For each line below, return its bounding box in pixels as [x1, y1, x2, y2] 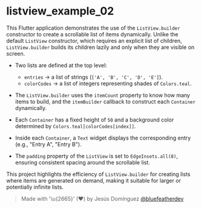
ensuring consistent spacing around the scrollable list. [15, 158, 150, 166]
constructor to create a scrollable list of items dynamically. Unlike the [6, 30, 179, 37]
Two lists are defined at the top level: [15, 62, 107, 69]
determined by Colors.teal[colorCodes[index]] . [15, 122, 136, 129]
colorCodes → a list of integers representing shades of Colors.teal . [24, 80, 192, 87]
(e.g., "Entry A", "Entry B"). [15, 140, 82, 148]
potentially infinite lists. [6, 183, 64, 190]
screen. [6, 50, 25, 57]
